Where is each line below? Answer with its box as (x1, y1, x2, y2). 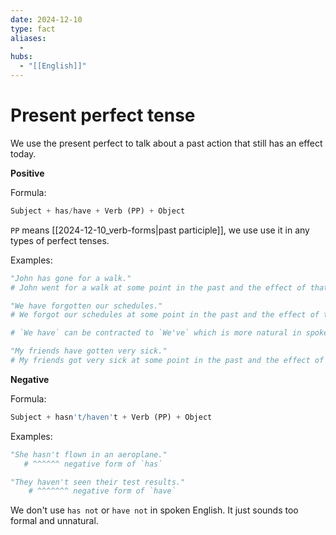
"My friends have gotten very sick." (10, 346, 168, 356)
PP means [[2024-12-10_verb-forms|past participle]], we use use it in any (10, 224, 310, 236)
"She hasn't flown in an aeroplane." (10, 449, 168, 460)
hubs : (10, 52, 33, 62)
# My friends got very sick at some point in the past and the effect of (10, 356, 325, 366)
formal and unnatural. (10, 515, 99, 527)
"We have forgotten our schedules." (10, 301, 163, 311)
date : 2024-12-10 (10, 14, 83, 25)
